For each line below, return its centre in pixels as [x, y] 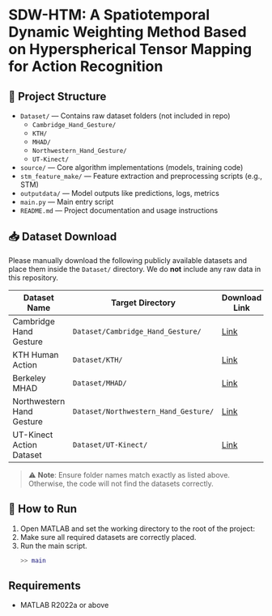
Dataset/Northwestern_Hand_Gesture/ [143, 411]
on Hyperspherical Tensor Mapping [130, 49]
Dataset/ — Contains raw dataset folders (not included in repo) [125, 116]
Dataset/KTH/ [98, 359]
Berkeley [29, 378]
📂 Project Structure [57, 96]
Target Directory [143, 303]
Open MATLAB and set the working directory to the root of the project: [137, 529]
